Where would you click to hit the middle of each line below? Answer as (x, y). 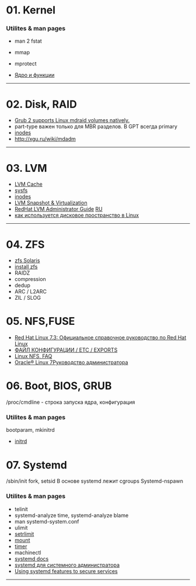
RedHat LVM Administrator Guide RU (59, 209)
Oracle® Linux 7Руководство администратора (71, 362)
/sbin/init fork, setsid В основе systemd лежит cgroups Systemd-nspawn (95, 481)
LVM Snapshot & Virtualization (51, 203)
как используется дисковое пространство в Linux (77, 215)
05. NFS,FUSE (41, 321)
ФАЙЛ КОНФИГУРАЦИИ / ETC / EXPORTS (66, 350)
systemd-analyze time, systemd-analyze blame (71, 515)
